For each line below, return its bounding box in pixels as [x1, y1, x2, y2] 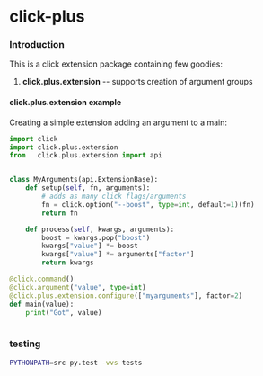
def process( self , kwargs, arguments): [25, 225, 175, 234]
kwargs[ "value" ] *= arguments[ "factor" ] [41, 250, 195, 259]
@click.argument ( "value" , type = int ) [9, 282, 146, 291]
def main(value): [9, 300, 75, 309]
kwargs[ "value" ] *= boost [41, 241, 139, 251]
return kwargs [41, 258, 94, 267]
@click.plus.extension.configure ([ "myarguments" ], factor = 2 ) [9, 291, 243, 300]
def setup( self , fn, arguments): [25, 184, 151, 192]
